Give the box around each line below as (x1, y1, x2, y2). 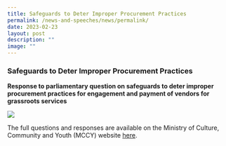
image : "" (7, 43, 36, 50)
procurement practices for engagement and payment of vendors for (7, 89, 210, 98)
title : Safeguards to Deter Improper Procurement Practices (7, 10, 187, 18)
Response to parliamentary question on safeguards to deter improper (7, 82, 214, 91)
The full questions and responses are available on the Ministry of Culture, (7, 124, 220, 132)
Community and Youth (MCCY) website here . (7, 131, 138, 140)
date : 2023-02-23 (7, 23, 58, 30)
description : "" (7, 36, 55, 44)
